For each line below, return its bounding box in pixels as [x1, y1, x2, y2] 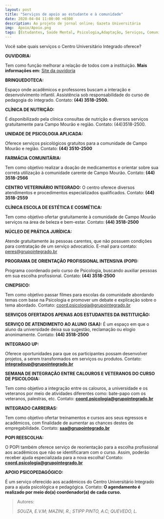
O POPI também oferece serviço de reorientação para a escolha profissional [5, 444, 159, 450]
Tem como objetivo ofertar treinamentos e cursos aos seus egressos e [5, 415, 147, 420]
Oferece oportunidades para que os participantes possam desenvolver [5, 351, 147, 356]
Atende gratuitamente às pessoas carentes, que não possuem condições [5, 238, 152, 244]
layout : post [5, 7, 32, 12]
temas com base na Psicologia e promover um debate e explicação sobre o [5, 297, 157, 303]
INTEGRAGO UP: [5, 341, 39, 347]
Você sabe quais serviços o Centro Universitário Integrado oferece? [5, 44, 142, 49]
